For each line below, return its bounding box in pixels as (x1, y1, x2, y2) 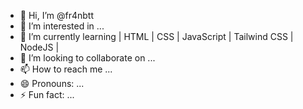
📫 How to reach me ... (19, 63, 113, 75)
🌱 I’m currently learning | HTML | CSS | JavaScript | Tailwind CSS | (19, 31, 294, 42)
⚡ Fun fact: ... (19, 89, 75, 100)
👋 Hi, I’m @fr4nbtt (19, 10, 95, 21)
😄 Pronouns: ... (19, 78, 85, 89)
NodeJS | (19, 41, 60, 53)
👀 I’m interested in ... (19, 20, 105, 32)
